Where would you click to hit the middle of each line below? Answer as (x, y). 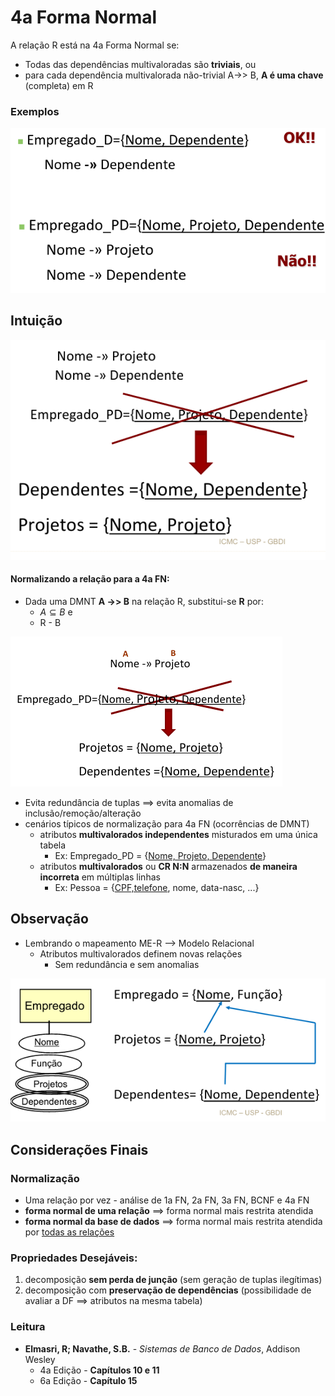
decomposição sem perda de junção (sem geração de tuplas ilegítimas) (173, 1280)
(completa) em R (59, 85)
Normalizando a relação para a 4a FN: (90, 579)
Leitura (28, 1327)
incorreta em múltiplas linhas (100, 877)
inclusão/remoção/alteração (83, 813)
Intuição (36, 321)
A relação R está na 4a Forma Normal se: (95, 45)
